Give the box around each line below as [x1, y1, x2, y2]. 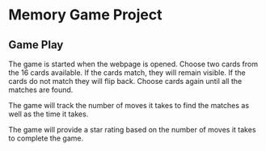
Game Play [8, 38, 64, 52]
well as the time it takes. [8, 109, 89, 119]
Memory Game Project [8, 6, 163, 24]
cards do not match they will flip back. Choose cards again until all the [8, 77, 243, 86]
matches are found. [8, 85, 74, 94]
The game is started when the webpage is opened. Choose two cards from [8, 59, 259, 69]
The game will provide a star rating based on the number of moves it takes [8, 125, 256, 134]
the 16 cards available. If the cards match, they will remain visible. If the [8, 68, 246, 78]
